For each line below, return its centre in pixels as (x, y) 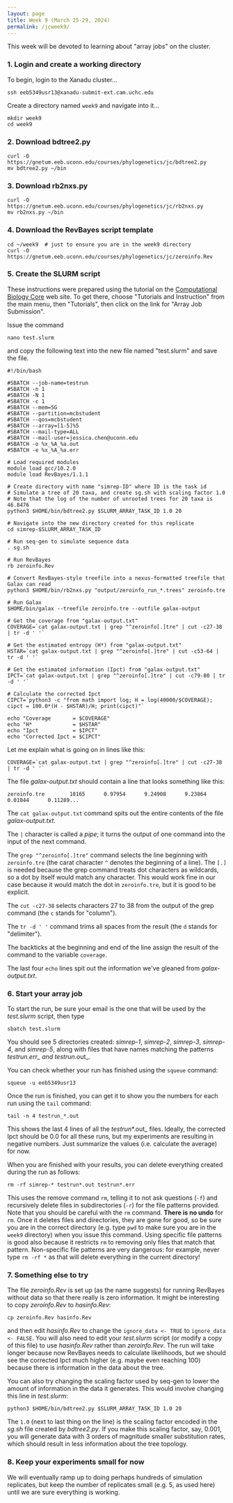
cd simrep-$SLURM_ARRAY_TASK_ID (54, 529)
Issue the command (35, 325)
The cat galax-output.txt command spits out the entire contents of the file (115, 813)
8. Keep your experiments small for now (76, 1462)
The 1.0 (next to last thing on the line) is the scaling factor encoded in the (112, 1421)
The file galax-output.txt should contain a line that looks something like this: (116, 781)
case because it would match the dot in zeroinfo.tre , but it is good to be (112, 884)
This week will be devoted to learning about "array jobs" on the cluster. (109, 47)
